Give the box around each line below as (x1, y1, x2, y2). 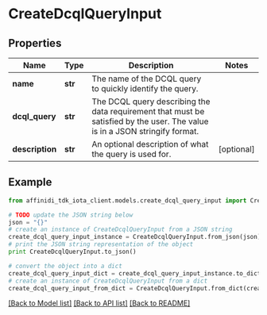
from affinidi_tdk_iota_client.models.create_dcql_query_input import (8, 196, 247, 205)
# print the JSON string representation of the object (8, 240, 194, 248)
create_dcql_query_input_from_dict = (8, 284, 133, 292)
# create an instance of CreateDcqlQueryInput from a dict (8, 277, 208, 285)
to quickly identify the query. (91, 83, 199, 94)
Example (8, 175, 52, 189)
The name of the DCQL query (91, 73, 202, 84)
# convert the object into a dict (8, 262, 123, 270)
